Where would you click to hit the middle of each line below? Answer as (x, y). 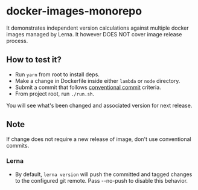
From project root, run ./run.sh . (55, 93)
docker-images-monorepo (74, 11)
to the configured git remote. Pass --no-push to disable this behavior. (101, 180)
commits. (18, 145)
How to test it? (34, 60)
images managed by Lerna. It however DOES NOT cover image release (94, 34)
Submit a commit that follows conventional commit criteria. (88, 87)
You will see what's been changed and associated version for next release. (99, 105)
